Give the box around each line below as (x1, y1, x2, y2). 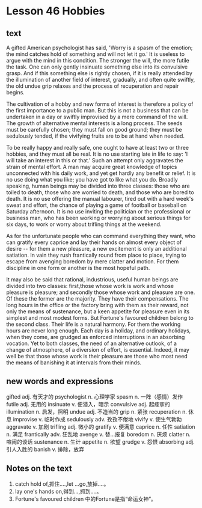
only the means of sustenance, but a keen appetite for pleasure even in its (6, 308, 190, 315)
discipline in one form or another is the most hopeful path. (6, 265, 150, 271)
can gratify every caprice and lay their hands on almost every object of (6, 239, 182, 246)
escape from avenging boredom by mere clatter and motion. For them (6, 258, 179, 265)
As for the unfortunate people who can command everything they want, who (6, 233, 196, 239)
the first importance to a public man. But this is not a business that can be (6, 107, 189, 114)
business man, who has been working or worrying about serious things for (6, 215, 191, 221)
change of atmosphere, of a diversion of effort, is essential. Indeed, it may (6, 346, 189, 353)
